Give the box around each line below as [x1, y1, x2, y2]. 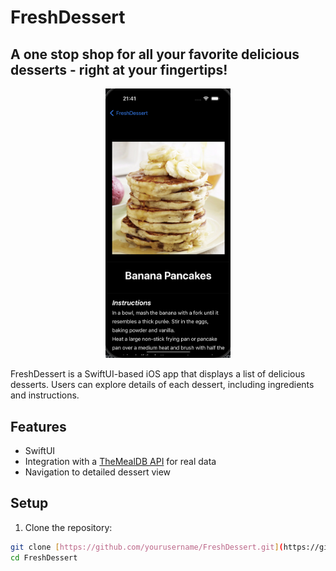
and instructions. [10, 389, 80, 401]
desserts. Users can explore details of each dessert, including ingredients [10, 379, 315, 391]
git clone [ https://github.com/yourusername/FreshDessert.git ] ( [10, 542, 284, 552]
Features [10, 418, 67, 435]
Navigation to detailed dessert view [24, 466, 172, 478]
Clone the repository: [24, 521, 113, 533]
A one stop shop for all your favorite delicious [10, 46, 300, 63]
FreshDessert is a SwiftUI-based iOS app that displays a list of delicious [10, 368, 306, 380]
